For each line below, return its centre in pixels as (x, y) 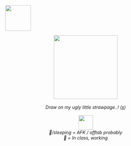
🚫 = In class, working (86, 138)
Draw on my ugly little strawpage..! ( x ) (86, 107)
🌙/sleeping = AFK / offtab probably (86, 132)
